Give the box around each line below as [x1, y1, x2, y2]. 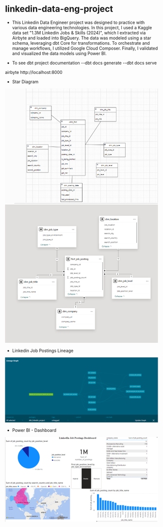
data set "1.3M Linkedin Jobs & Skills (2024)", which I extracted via [12, 30, 146, 35]
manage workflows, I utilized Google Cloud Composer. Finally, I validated [12, 45, 158, 51]
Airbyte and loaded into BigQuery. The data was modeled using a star [12, 35, 151, 41]
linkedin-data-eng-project [5, 3, 113, 15]
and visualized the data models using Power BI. [12, 50, 107, 56]
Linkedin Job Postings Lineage [12, 348, 74, 353]
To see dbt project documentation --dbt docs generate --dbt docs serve [12, 60, 157, 66]
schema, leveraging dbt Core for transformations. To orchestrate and [12, 40, 150, 46]
